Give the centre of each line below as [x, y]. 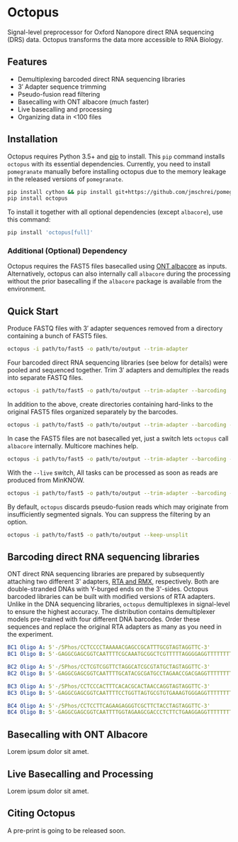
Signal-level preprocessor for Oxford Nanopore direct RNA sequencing [111, 32]
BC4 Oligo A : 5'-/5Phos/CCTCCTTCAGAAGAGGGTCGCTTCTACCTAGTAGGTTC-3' [109, 706]
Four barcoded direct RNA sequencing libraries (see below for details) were [118, 362]
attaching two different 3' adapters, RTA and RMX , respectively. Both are [113, 582]
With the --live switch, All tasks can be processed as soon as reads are [113, 473]
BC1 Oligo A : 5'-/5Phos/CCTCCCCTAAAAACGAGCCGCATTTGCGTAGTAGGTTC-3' [109, 647]
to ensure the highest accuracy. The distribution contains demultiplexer [111, 612]
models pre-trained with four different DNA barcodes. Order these [104, 620]
